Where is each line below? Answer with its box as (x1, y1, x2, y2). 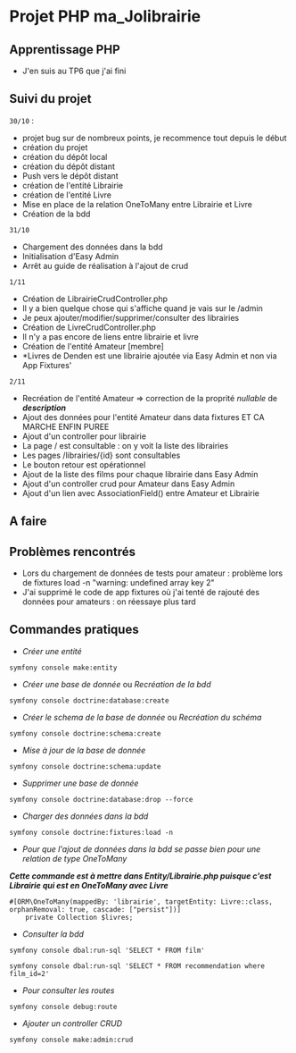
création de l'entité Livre (21, 190, 111, 200)
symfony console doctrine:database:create (9, 695, 169, 705)
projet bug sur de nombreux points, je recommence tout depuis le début (21, 132, 287, 143)
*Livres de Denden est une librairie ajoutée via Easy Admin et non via (21, 350, 278, 361)
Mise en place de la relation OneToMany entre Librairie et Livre (21, 198, 252, 209)
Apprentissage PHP (9, 42, 120, 57)
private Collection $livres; (25, 913, 134, 922)
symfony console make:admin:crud (9, 1035, 134, 1044)
